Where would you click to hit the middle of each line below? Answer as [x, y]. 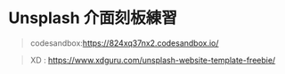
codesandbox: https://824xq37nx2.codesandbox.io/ [124, 43]
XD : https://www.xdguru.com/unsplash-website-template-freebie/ [153, 60]
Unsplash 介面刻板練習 [93, 18]
